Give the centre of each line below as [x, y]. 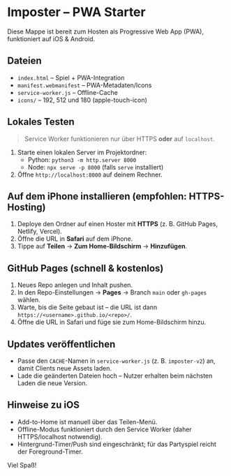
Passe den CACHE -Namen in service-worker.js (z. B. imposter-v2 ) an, [116, 361]
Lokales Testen [41, 122]
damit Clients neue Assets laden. [65, 368]
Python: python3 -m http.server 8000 [82, 159]
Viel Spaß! [22, 465]
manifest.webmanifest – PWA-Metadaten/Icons [84, 85]
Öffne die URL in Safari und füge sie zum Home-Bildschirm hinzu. [112, 322]
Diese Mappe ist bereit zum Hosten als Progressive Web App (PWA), [106, 31]
